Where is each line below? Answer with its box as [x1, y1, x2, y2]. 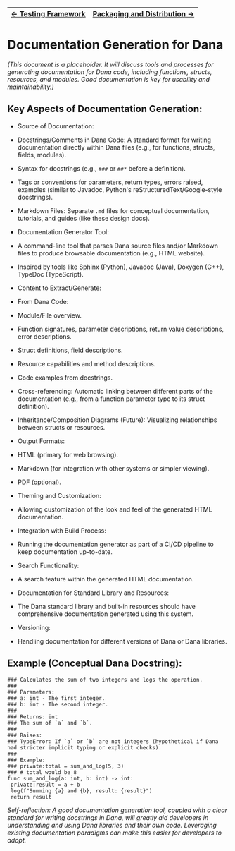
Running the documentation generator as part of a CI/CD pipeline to [17, 540, 215, 548]
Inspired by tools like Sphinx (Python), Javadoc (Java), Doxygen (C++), [17, 262, 224, 271]
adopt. [7, 835, 27, 844]
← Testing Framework [11, 9, 86, 18]
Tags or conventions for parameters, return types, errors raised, [17, 178, 203, 186]
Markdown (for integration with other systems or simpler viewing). [17, 464, 210, 472]
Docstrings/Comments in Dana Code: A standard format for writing [17, 135, 212, 144]
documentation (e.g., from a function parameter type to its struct [17, 394, 205, 403]
